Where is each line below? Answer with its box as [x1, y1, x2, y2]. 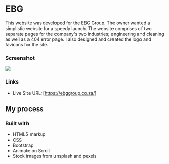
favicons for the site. [5, 41, 48, 47]
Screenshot [5, 54, 35, 61]
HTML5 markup [12, 131, 46, 138]
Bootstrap [12, 142, 34, 148]
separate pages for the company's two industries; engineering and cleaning [5, 31, 164, 37]
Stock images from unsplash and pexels [12, 153, 97, 159]
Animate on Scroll [12, 148, 50, 154]
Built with [5, 120, 30, 127]
